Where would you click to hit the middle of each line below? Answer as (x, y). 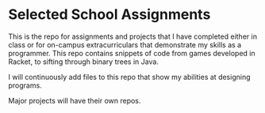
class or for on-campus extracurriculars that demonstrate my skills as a (125, 44)
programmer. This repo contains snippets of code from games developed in (132, 53)
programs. (25, 85)
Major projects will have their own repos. (75, 100)
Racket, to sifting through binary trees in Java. (83, 62)
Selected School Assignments (109, 15)
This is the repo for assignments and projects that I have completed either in (133, 36)
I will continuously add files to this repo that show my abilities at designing (129, 77)
